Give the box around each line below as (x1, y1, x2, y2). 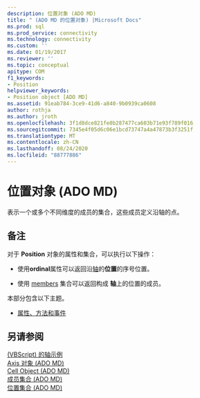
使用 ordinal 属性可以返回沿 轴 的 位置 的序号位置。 (17, 264, 154, 273)
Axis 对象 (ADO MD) (7, 359, 64, 368)
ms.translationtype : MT (7, 132, 76, 139)
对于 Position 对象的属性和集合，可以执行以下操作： (7, 250, 156, 258)
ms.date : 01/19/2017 (7, 49, 67, 56)
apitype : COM (7, 68, 45, 75)
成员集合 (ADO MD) (7, 375, 63, 383)
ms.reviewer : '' (7, 55, 54, 62)
